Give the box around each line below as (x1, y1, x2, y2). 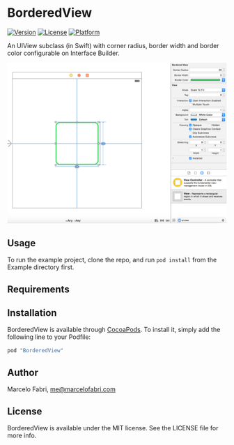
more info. (7, 431, 37, 439)
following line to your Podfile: (7, 333, 91, 341)
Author (7, 366, 38, 378)
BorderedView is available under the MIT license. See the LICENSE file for (7, 423, 219, 432)
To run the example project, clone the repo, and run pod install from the (7, 256, 217, 264)
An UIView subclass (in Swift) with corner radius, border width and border (7, 41, 219, 50)
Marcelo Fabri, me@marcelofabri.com (7, 385, 116, 393)
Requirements (7, 283, 70, 295)
